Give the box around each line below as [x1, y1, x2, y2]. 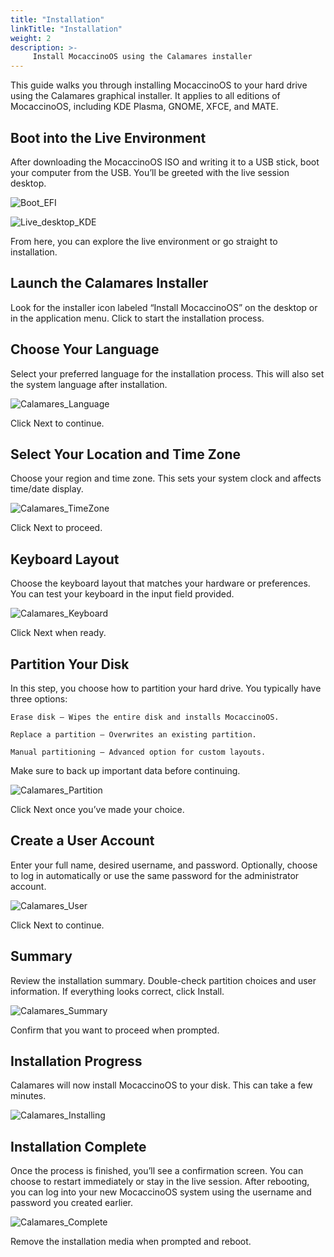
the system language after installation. [10, 378, 168, 390]
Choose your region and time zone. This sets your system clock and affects [10, 472, 322, 485]
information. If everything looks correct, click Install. [10, 985, 225, 997]
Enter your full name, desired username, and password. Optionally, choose [10, 859, 318, 871]
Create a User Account [10, 832, 155, 850]
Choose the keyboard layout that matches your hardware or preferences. [10, 577, 311, 590]
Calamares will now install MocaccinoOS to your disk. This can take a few [10, 1079, 313, 1091]
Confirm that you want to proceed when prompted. [10, 1024, 220, 1036]
